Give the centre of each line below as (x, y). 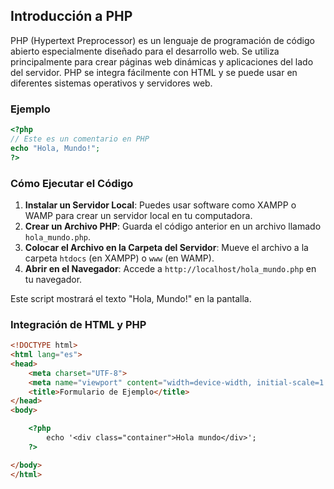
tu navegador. (53, 279)
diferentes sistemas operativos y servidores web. (111, 83)
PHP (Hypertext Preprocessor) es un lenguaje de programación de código (162, 40)
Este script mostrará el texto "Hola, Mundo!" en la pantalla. (131, 298)
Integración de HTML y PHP (78, 324)
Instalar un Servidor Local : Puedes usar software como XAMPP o (160, 205)
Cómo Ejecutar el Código (72, 183)
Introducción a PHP (71, 16)
